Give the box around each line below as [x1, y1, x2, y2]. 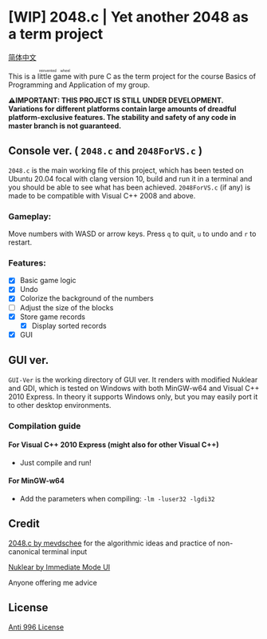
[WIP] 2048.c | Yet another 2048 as [8, 8, 249, 26]
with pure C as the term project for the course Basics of [73, 71, 257, 81]
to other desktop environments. [8, 400, 112, 409]
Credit [8, 517, 40, 531]
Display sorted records [31, 321, 107, 330]
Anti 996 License [8, 622, 65, 632]
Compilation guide [8, 420, 81, 431]
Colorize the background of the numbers [19, 294, 154, 303]
